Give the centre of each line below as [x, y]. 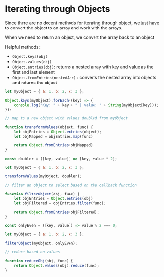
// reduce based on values [33, 252]
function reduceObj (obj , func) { [39, 261]
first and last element [34, 72]
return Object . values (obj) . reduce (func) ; [57, 265]
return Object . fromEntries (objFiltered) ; [57, 212]
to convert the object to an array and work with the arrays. [64, 28]
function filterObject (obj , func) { [42, 194]
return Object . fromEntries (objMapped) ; [55, 145]
